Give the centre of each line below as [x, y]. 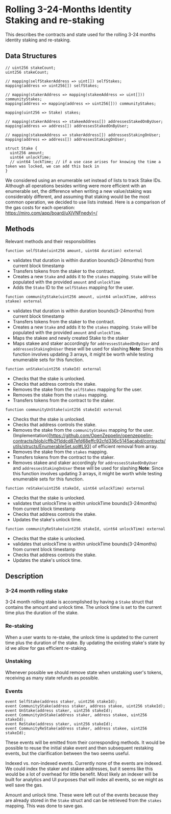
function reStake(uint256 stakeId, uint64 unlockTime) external [75, 488]
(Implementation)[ [32, 435]
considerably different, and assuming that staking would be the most [77, 196]
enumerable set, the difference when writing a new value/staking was [79, 191]
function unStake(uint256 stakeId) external [53, 369]
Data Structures [31, 56]
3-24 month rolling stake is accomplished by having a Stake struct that [79, 602]
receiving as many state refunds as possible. [52, 678]
